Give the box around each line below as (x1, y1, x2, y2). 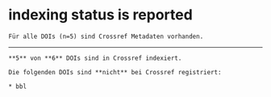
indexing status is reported (8, 6, 194, 24)
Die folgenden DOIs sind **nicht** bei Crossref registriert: (8, 68, 222, 76)
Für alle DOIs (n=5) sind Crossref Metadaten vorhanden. (8, 32, 204, 40)
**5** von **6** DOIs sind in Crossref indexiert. (8, 54, 182, 62)
